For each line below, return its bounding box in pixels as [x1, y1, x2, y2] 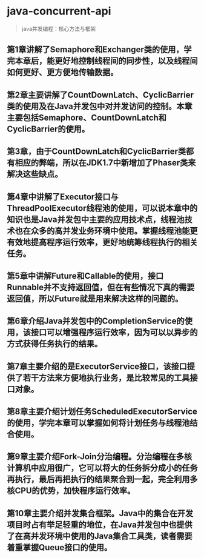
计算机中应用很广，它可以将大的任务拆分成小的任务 [7, 463, 198, 473]
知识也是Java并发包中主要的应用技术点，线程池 [7, 214, 185, 225]
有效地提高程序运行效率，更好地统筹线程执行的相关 [7, 237, 198, 247]
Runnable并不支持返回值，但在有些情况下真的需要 [7, 282, 195, 292]
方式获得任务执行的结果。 [7, 339, 102, 349]
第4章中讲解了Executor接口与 [7, 191, 119, 202]
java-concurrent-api [7, 4, 111, 18]
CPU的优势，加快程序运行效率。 [15, 486, 136, 496]
